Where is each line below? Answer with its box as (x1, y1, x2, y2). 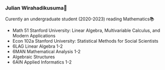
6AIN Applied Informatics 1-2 (12, 59, 72, 65)
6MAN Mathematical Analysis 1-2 (12, 49, 81, 55)
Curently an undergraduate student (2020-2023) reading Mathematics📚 (5, 16, 155, 22)
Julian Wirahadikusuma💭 (5, 4, 67, 11)
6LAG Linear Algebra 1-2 (12, 43, 63, 49)
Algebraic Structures (12, 54, 55, 60)
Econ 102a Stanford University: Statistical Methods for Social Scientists (12, 38, 159, 44)
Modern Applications (12, 33, 56, 39)
